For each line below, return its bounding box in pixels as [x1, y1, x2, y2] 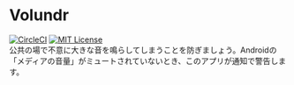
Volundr [9, 5, 69, 25]
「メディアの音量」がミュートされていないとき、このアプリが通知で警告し [9, 55, 279, 66]
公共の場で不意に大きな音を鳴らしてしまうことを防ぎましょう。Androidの [9, 45, 277, 55]
